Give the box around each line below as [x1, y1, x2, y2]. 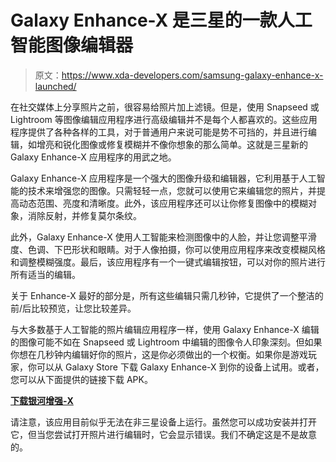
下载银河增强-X [10, 394, 74, 406]
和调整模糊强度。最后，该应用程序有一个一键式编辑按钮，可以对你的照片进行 [10, 256, 326, 268]
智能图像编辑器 [10, 34, 134, 57]
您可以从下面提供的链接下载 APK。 [10, 373, 153, 385]
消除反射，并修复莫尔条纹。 [27, 209, 142, 221]
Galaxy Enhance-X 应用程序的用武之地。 [10, 151, 177, 163]
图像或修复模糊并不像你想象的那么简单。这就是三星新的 [79, 138, 308, 150]
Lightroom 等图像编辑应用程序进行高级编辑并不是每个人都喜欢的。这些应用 [10, 113, 318, 125]
